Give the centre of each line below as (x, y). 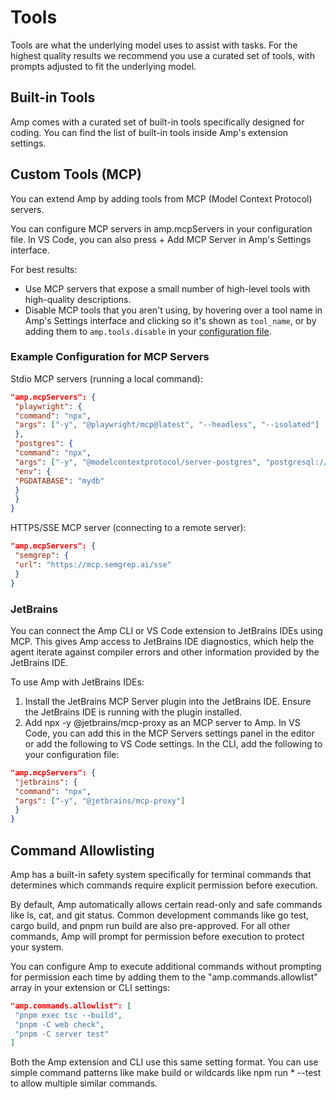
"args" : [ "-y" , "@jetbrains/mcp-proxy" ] (100, 801)
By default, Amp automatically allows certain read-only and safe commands (166, 904)
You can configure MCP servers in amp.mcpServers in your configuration (161, 228)
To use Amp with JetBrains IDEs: (77, 682)
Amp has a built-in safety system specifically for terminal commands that (161, 874)
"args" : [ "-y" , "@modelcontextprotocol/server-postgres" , (138, 462)
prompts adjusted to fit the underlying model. (103, 66)
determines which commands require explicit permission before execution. (164, 885)
